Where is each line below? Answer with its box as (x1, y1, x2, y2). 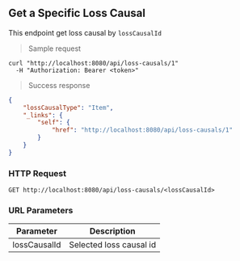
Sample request (27, 44, 82, 53)
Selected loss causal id (68, 239, 156, 250)
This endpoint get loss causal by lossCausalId (8, 27, 162, 37)
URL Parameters (8, 205, 74, 217)
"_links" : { (23, 111, 63, 120)
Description (89, 225, 136, 237)
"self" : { (37, 119, 70, 127)
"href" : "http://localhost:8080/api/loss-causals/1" (51, 126, 233, 134)
